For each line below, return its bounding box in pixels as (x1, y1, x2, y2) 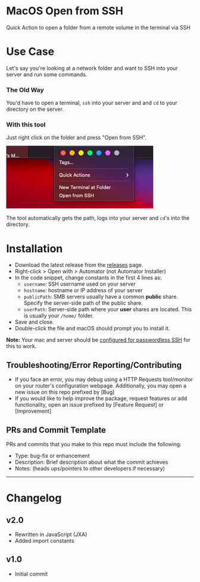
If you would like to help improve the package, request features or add (14, 395, 187, 402)
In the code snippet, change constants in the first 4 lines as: (14, 274, 162, 281)
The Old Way (6, 85, 45, 94)
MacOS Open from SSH (6, 4, 124, 18)
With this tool (6, 120, 46, 129)
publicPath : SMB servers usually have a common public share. (23, 293, 179, 301)
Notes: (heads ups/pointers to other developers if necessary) (14, 465, 165, 472)
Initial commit (14, 570, 48, 577)
